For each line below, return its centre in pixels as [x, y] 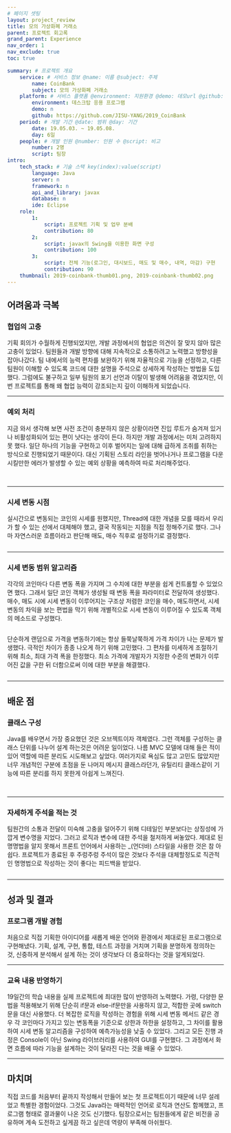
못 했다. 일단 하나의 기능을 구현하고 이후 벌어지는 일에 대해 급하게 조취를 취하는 [112, 446]
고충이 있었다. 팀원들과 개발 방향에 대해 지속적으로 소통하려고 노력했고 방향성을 [113, 351]
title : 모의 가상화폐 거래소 [42, 26]
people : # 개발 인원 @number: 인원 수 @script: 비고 [90, 141]
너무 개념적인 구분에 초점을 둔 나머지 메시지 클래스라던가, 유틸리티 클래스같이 [110, 765]
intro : [16, 160]
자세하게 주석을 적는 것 [42, 812]
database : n [49, 199]
